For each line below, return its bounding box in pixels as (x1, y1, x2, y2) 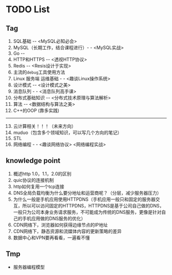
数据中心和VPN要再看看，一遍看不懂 (13, 234, 90, 241)
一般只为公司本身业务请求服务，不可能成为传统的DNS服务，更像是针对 (13, 209, 162, 215)
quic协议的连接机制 (13, 177, 54, 183)
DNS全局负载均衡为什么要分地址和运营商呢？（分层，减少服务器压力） (13, 190, 162, 196)
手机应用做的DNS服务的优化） (22, 215, 86, 221)
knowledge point (6, 156, 61, 165)
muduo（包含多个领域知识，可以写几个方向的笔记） (13, 129, 122, 135)
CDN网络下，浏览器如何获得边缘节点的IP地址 (13, 221, 108, 228)
